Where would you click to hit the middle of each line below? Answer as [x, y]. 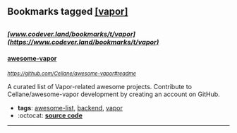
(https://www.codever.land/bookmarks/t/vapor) [83, 42]
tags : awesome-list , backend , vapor [70, 108]
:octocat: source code [50, 115]
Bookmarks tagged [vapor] [68, 12]
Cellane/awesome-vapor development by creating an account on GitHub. [114, 94]
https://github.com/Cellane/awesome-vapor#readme [72, 74]
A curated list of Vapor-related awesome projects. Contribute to [100, 86]
